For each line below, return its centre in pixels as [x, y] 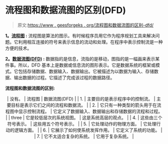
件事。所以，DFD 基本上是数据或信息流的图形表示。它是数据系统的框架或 [80, 65]
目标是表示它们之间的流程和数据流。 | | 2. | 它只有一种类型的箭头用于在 [84, 105]
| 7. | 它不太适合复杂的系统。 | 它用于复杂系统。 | [84, 136]
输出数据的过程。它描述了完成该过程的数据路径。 [64, 77]
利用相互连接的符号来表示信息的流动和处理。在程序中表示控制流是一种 [90, 42]
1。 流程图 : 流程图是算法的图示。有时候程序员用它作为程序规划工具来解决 [80, 35]
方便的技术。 [18, 48]
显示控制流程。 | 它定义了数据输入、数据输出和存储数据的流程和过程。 [90, 111]
